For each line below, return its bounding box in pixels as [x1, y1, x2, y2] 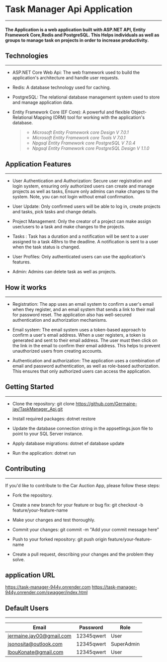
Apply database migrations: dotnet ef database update [12, 440, 124, 446]
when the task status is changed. [12, 244, 81, 250]
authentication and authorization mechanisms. [12, 317, 108, 323]
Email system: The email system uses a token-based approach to [12, 326, 146, 333]
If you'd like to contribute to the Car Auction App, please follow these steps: [5, 482, 161, 488]
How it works [5, 283, 47, 292]
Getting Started [5, 383, 54, 391]
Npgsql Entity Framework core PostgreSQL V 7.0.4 [32, 140, 136, 146]
